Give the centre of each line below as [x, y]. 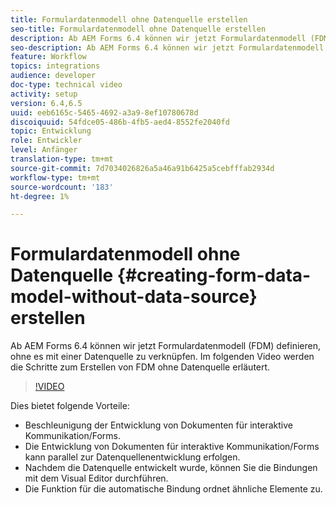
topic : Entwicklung [51, 131]
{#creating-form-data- [214, 275]
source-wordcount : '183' [62, 187]
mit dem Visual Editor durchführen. [96, 478]
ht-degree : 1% [40, 196]
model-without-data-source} [134, 297]
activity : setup [44, 94]
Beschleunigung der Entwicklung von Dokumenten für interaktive [158, 425]
